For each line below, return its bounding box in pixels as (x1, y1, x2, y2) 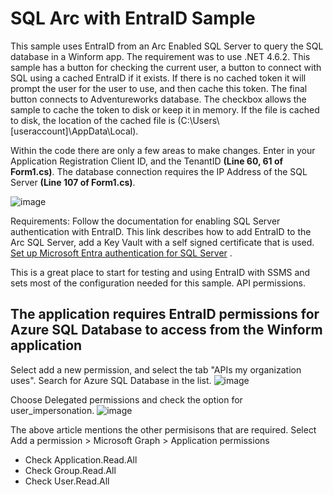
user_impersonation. (10, 404, 95, 416)
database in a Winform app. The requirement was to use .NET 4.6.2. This (10, 50, 311, 62)
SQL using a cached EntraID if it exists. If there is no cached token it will (10, 72, 307, 84)
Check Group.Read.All (24, 464, 117, 476)
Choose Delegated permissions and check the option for (10, 393, 243, 406)
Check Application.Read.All (24, 453, 138, 466)
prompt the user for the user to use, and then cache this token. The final (10, 82, 308, 94)
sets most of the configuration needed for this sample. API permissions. (10, 277, 307, 289)
